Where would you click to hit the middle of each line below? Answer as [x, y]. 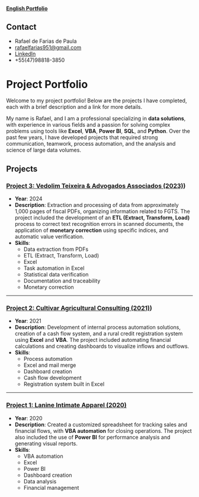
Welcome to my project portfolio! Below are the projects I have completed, [97, 100]
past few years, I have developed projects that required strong [82, 137]
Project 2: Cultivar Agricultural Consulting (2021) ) [79, 308]
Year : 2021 [28, 321]
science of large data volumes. [44, 150]
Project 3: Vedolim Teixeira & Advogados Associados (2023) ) [96, 185]
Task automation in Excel [54, 268]
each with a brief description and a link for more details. [74, 107]
